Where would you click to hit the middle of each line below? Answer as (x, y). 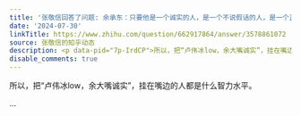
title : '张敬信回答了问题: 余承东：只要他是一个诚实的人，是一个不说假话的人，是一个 (149, 17)
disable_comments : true (54, 59)
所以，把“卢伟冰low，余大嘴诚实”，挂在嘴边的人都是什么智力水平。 (133, 85)
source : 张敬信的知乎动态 (52, 42)
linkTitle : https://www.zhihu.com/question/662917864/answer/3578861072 (148, 34)
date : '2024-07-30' (46, 26)
